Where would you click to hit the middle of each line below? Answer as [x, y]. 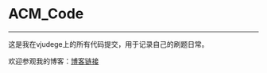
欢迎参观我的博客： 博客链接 [54, 61]
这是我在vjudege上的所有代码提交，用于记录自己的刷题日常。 [108, 44]
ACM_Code [46, 14]
